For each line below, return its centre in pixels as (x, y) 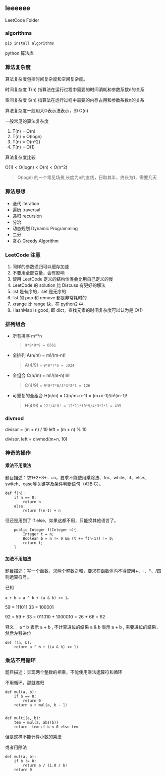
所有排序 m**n (27, 336)
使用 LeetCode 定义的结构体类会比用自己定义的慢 (62, 279)
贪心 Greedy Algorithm (35, 241)
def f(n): (15, 493)
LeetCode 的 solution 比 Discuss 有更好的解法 (59, 285)
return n (32, 502)
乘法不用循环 (21, 660)
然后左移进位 (18, 633)
